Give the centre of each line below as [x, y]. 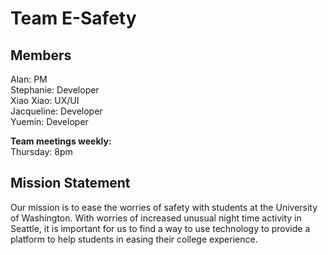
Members [41, 55]
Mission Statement [70, 183]
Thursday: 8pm [41, 151]
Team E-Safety [73, 18]
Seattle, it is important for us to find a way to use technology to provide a [160, 228]
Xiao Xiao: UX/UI [45, 100]
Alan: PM [29, 79]
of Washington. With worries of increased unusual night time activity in [156, 218]
